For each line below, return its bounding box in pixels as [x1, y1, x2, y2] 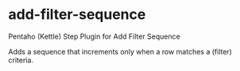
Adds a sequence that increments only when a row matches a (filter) [8, 47, 233, 56]
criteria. [8, 55, 34, 65]
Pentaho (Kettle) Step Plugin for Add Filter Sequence [8, 32, 180, 41]
